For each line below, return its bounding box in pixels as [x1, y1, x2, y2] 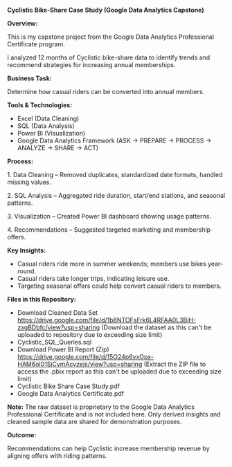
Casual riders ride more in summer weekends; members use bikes [17, 259, 206, 268]
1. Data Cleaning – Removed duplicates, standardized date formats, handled [7, 171, 223, 178]
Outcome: [7, 431, 37, 439]
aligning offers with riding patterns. [7, 452, 107, 459]
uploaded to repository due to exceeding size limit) [17, 331, 163, 338]
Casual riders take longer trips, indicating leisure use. [17, 275, 170, 282]
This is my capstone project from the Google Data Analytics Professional [7, 33, 215, 41]
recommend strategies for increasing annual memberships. [7, 61, 176, 68]
